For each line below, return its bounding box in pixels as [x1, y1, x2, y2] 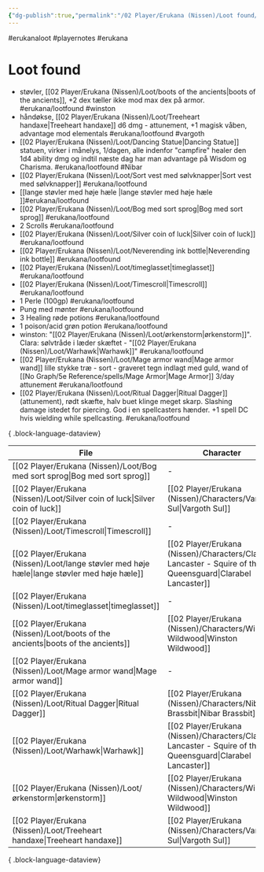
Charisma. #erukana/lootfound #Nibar [19, 162, 143, 172]
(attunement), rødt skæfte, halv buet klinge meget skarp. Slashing [19, 396, 233, 406]
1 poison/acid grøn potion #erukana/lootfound [19, 321, 168, 331]
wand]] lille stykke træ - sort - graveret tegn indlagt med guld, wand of [19, 363, 249, 373]
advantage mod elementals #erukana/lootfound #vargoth [19, 128, 205, 138]
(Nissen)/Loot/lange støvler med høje [12, 558, 150, 569]
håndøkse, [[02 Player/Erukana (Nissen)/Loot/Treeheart [19, 112, 200, 121]
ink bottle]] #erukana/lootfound [19, 254, 121, 264]
